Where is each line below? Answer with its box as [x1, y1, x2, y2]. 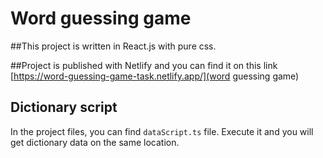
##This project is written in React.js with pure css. [10, 40, 217, 52]
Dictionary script [10, 99, 118, 116]
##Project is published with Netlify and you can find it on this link [10, 59, 278, 71]
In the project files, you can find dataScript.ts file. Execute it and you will [10, 125, 314, 137]
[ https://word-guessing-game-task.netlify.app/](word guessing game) [10, 70, 300, 82]
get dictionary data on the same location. [10, 136, 180, 148]
